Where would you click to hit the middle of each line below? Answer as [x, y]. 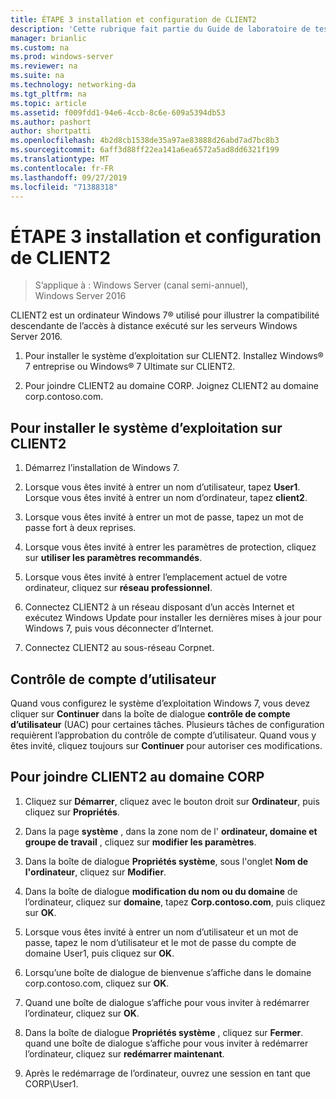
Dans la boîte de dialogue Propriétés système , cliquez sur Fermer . [164, 1032]
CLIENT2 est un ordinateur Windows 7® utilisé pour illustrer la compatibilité [165, 315]
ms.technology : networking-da [73, 85]
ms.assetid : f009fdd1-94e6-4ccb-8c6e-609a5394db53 [118, 112]
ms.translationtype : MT [60, 159]
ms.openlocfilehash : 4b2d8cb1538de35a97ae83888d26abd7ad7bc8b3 [145, 141]
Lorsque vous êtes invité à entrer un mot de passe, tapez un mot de [164, 517]
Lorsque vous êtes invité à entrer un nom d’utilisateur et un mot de [161, 932]
